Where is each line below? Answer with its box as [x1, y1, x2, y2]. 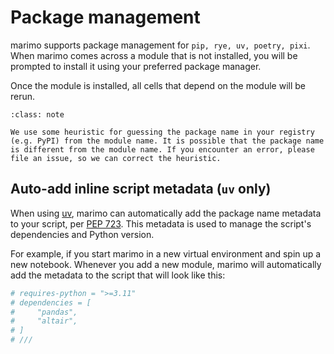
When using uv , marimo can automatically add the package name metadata [10, 207, 322, 219]
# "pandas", [10, 307, 78, 317]
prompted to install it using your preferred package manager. [10, 60, 262, 72]
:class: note [10, 109, 65, 120]
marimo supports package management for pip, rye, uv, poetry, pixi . [10, 39, 311, 51]
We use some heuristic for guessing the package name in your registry [10, 127, 315, 137]
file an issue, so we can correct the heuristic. [10, 153, 222, 163]
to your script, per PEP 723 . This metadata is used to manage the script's [10, 217, 312, 230]
